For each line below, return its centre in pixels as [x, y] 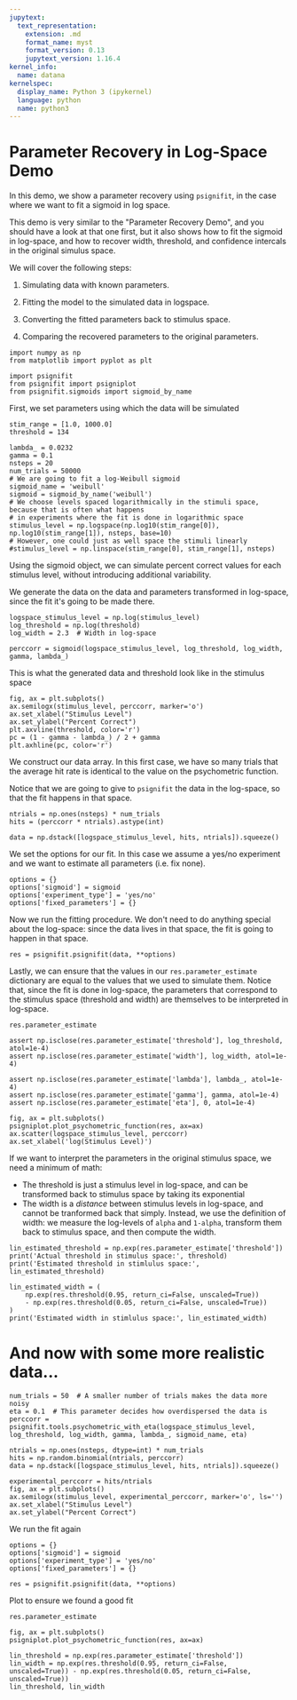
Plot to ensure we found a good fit [71, 1601]
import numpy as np [45, 353]
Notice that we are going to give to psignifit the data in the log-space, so [145, 789]
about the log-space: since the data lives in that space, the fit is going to [141, 929]
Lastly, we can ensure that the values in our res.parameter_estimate [133, 971]
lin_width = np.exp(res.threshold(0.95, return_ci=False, [118, 1664]
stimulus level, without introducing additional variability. [110, 575]
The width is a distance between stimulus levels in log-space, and [142, 1204]
